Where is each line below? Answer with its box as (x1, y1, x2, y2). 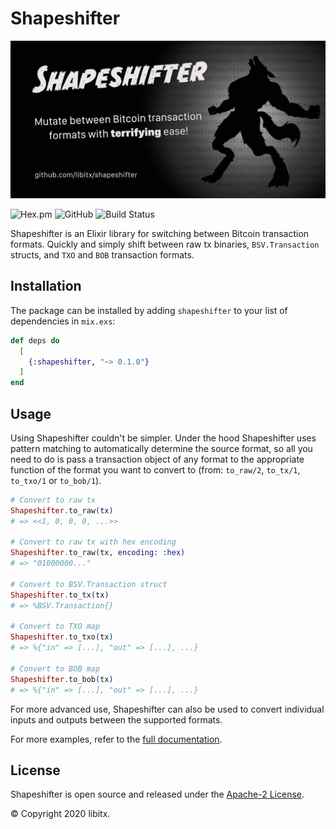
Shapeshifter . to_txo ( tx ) (10, 632, 114, 642)
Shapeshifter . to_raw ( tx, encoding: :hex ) (10, 548, 186, 558)
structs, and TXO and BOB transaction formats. (10, 248, 195, 261)
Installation (10, 278, 82, 295)
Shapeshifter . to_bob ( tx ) (10, 674, 114, 684)
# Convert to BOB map (10, 663, 101, 674)
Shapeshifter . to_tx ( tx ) (10, 590, 110, 600)
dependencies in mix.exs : (10, 315, 116, 327)
